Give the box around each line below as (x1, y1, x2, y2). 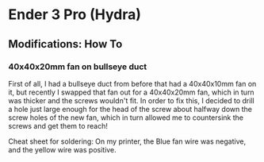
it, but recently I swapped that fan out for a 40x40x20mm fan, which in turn (8, 87, 255, 97)
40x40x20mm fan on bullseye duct (8, 61, 147, 72)
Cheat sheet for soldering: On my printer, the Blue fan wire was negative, (8, 137, 247, 146)
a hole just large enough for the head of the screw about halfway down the (8, 104, 252, 114)
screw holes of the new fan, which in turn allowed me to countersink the (8, 113, 244, 122)
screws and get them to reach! (8, 121, 109, 130)
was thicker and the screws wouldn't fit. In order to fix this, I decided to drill (8, 95, 255, 105)
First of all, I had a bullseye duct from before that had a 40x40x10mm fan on (8, 79, 257, 88)
